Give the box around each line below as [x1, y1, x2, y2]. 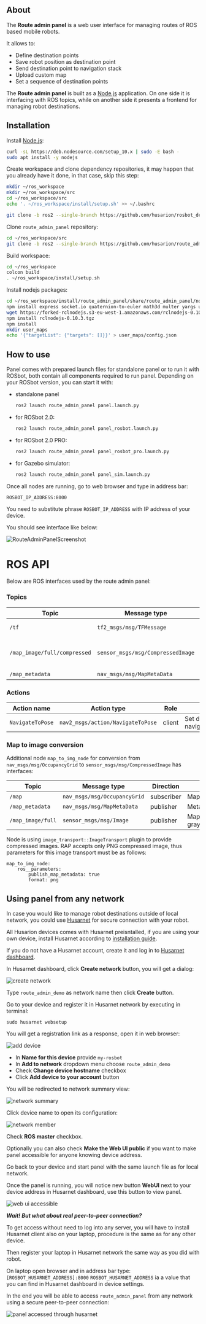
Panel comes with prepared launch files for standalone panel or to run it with [6, 365, 200, 373]
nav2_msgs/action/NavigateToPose [59, 718, 158, 726]
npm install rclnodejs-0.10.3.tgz [6, 315, 95, 321]
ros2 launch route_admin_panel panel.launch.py [15, 402, 139, 409]
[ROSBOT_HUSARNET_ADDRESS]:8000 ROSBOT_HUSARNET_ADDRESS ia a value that [6, 1274, 191, 1281]
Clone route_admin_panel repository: [6, 223, 99, 230]
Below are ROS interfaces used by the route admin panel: [6, 577, 151, 585]
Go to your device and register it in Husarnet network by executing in [6, 1001, 181, 1008]
